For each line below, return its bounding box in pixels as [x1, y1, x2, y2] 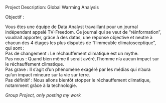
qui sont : [5, 45, 25, 51]
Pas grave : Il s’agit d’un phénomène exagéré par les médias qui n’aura [5, 66, 151, 72]
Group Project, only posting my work [5, 92, 81, 98]
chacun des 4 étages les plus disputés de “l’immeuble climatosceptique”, [5, 40, 156, 46]
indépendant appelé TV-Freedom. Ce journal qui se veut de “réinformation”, [5, 29, 161, 35]
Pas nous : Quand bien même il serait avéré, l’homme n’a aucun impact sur [5, 56, 159, 62]
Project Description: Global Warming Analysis [5, 5, 99, 10]
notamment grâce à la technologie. [5, 82, 77, 88]
